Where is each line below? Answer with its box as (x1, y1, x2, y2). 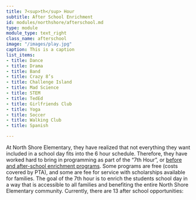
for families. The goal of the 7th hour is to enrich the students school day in (6, 175, 188, 182)
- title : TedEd (6, 95, 43, 101)
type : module (6, 25, 38, 31)
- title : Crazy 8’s (6, 74, 54, 80)
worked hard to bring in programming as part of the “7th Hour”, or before (6, 156, 182, 163)
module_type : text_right (6, 30, 67, 36)
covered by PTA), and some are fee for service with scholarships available (6, 169, 186, 175)
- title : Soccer (6, 112, 46, 118)
